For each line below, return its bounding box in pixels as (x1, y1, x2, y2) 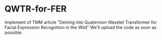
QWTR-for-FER (4, 3, 67, 14)
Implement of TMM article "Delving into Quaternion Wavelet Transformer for (4, 19, 157, 25)
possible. (4, 29, 23, 35)
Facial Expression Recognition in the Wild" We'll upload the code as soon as (4, 24, 157, 30)
